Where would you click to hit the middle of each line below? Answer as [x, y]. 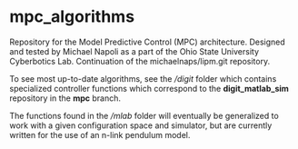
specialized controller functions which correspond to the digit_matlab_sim [149, 88]
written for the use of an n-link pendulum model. [100, 134]
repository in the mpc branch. [65, 98]
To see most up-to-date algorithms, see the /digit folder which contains [143, 78]
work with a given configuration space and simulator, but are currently [141, 125]
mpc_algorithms [72, 17]
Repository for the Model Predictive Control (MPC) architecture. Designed [148, 42]
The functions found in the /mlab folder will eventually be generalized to [144, 115]
